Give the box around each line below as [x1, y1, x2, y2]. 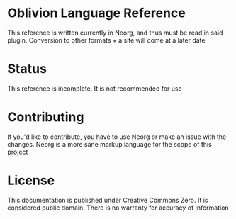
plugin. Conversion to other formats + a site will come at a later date [7, 35, 206, 44]
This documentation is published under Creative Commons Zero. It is [7, 196, 208, 204]
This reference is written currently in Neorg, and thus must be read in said [7, 28, 223, 37]
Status [7, 61, 47, 77]
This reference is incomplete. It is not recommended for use [7, 84, 182, 93]
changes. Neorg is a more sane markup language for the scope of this [7, 140, 213, 148]
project [7, 147, 28, 156]
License [7, 172, 55, 189]
